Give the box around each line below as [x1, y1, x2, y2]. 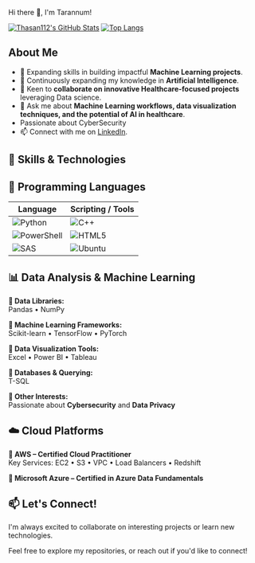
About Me [8, 46, 58, 60]
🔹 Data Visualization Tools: [8, 343, 100, 354]
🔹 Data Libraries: [8, 295, 65, 306]
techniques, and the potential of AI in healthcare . [19, 109, 186, 119]
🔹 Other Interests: [8, 391, 69, 401]
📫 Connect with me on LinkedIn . [19, 127, 128, 136]
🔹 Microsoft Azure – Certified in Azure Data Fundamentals [8, 473, 204, 483]
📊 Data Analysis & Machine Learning [8, 271, 196, 284]
